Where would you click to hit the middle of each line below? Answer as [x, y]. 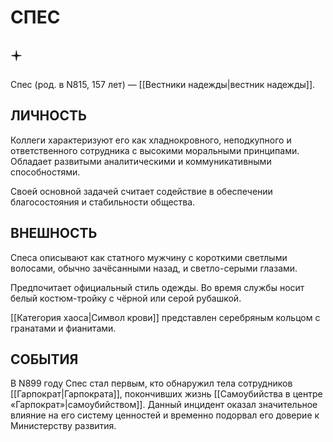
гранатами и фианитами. [63, 328]
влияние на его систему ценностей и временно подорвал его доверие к [165, 415]
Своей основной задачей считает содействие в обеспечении [141, 191]
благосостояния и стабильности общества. [103, 202]
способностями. [45, 172]
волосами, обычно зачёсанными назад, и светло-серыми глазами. [154, 268]
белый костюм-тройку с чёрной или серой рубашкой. [126, 298]
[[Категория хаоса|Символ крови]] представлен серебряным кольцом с [165, 317]
